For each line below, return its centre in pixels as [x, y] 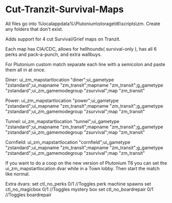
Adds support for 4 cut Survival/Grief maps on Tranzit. [63, 39]
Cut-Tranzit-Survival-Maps [65, 9]
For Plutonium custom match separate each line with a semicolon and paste [85, 64]
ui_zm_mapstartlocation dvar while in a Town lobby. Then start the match [83, 168]
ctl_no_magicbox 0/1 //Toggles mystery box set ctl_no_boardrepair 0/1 [80, 189]
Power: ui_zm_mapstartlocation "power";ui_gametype [62, 100]
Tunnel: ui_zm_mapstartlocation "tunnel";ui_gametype [62, 121]
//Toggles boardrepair [28, 195]
